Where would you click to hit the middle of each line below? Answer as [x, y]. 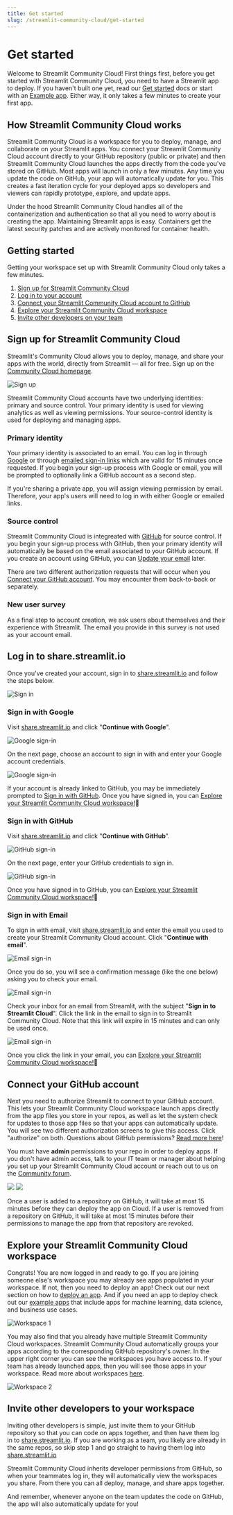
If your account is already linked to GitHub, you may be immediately [104, 788]
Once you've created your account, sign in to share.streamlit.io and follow [113, 673]
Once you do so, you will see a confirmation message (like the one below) [113, 972]
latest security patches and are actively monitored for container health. [109, 229]
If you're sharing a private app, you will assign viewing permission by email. [115, 489]
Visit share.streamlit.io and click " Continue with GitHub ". [88, 836]
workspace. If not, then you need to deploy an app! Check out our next [108, 1287]
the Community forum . [39, 1174]
